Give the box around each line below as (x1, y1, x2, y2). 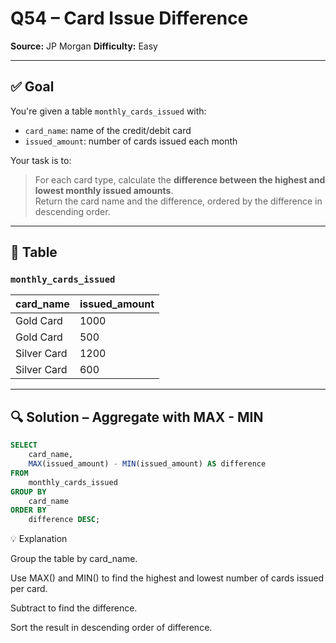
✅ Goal (10, 78, 55, 96)
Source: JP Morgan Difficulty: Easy (10, 40, 158, 52)
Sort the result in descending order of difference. (10, 622, 213, 634)
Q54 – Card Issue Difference (10, 7, 249, 30)
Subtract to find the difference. (10, 602, 138, 614)
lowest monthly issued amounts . (34, 184, 174, 196)
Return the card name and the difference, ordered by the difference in (34, 195, 323, 207)
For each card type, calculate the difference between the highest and (34, 173, 326, 186)
